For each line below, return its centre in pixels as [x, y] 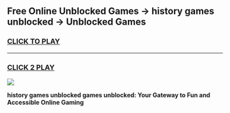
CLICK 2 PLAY [31, 67]
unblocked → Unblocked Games [77, 22]
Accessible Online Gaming [46, 102]
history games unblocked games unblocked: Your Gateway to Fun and [109, 95]
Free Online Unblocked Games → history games [111, 11]
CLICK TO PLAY [34, 42]
